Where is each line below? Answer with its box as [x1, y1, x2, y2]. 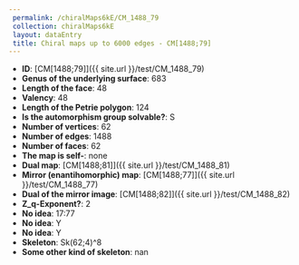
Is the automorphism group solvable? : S [21, 112, 176, 123]
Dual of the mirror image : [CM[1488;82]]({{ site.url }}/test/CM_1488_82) [21, 189, 291, 200]
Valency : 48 [21, 93, 69, 103]
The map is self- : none [21, 151, 108, 162]
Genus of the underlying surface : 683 [21, 74, 167, 84]
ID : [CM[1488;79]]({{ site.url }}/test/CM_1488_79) [21, 64, 205, 74]
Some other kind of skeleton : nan [21, 247, 149, 258]
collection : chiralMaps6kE [12, 22, 115, 31]
